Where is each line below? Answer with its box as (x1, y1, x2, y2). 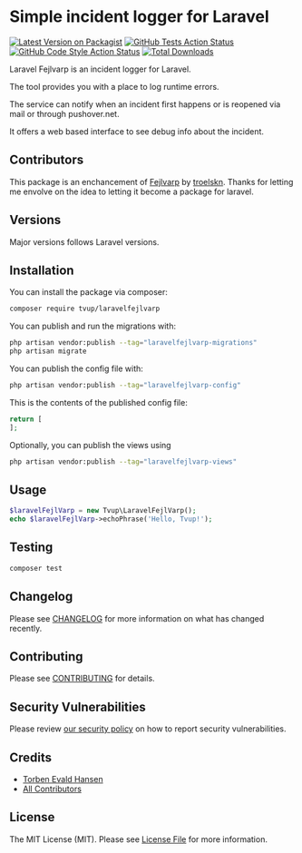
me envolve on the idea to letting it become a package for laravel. (9, 186, 254, 197)
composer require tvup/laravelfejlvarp (9, 304, 161, 314)
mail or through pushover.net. (9, 108, 120, 119)
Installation (9, 262, 74, 278)
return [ (9, 415, 43, 424)
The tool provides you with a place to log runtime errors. (9, 81, 219, 92)
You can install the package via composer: (9, 287, 168, 298)
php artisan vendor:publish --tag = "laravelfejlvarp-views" (9, 456, 238, 466)
